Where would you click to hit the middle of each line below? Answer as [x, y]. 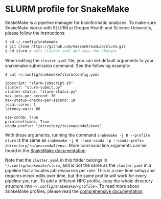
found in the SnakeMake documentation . [46, 151]
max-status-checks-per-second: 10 [40, 100]
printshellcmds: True [27, 122]
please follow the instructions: [35, 33]
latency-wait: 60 [23, 109]
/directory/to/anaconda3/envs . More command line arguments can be [76, 145]
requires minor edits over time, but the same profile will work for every [76, 176]
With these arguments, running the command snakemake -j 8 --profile [78, 135]
